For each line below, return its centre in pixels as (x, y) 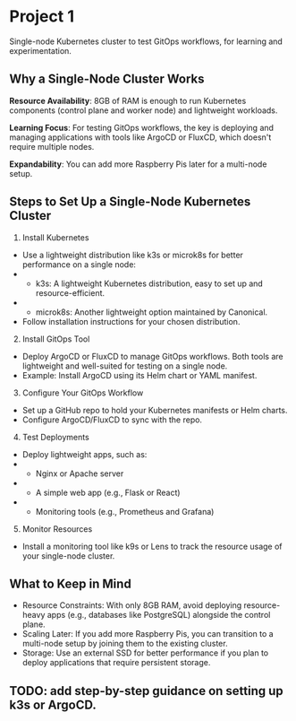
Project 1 (42, 17)
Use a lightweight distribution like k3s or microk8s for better (133, 255)
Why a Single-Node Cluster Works (107, 79)
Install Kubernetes (55, 237)
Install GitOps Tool (56, 339)
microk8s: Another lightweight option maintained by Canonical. (152, 312)
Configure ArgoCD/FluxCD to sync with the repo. (112, 420)
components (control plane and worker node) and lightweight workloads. (144, 110)
